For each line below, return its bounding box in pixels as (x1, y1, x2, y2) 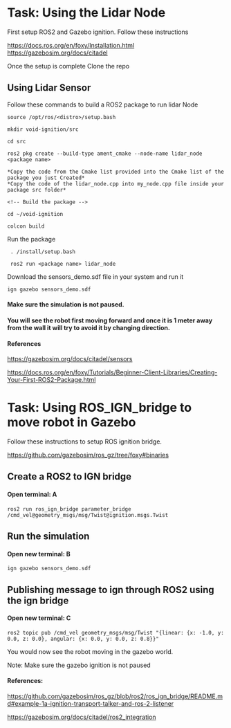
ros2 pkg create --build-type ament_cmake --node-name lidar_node (7, 150, 203, 157)
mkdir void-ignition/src (7, 126, 79, 133)
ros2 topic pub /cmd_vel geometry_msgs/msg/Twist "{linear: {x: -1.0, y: (7, 629, 225, 636)
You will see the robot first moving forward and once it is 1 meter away (7, 316, 213, 325)
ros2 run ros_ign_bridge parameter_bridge (7, 505, 131, 513)
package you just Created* (7, 174, 85, 181)
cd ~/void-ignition (7, 210, 64, 217)
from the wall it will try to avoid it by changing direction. (7, 323, 171, 331)
